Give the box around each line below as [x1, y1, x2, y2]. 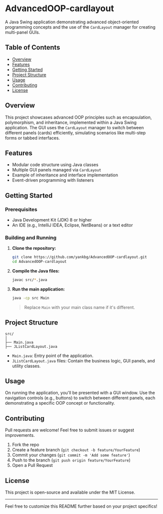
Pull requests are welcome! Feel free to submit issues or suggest [5, 427, 134, 433]
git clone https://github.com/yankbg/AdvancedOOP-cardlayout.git [12, 255, 147, 260]
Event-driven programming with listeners [12, 177, 94, 183]
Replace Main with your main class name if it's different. [24, 304, 135, 310]
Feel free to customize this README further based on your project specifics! [5, 503, 158, 509]
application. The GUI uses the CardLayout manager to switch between [5, 124, 144, 130]
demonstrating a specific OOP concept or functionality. [5, 400, 115, 406]
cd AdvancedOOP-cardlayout [12, 259, 67, 264]
